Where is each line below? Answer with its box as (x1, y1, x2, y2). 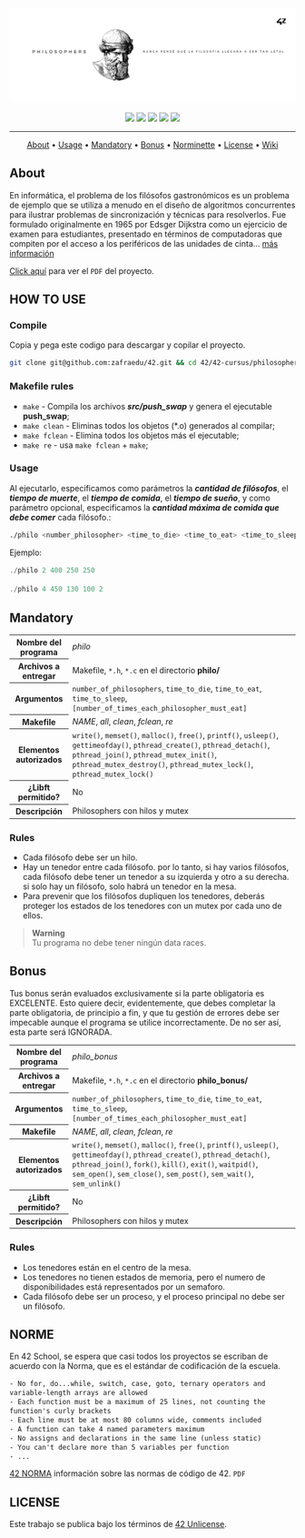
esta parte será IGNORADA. (9, 1027, 113, 1037)
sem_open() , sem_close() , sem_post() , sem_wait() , (72, 1169, 254, 1179)
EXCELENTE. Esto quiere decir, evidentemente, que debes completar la (9, 997, 276, 1008)
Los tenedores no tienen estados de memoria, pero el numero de (22, 1271, 266, 1282)
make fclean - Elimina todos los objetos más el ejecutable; (22, 430, 240, 440)
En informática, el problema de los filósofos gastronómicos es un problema (9, 189, 290, 200)
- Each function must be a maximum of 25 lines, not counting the (9, 1398, 266, 1407)
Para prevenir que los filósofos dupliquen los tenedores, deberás (22, 890, 265, 901)
